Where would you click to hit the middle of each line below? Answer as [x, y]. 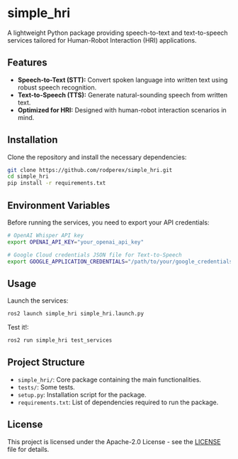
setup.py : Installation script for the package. [82, 394]
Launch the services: [38, 301]
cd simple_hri [28, 177]
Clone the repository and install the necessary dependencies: [97, 157]
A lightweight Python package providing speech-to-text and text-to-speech [118, 33]
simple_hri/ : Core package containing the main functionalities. [109, 379]
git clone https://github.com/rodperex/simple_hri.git [90, 170]
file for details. [28, 449]
